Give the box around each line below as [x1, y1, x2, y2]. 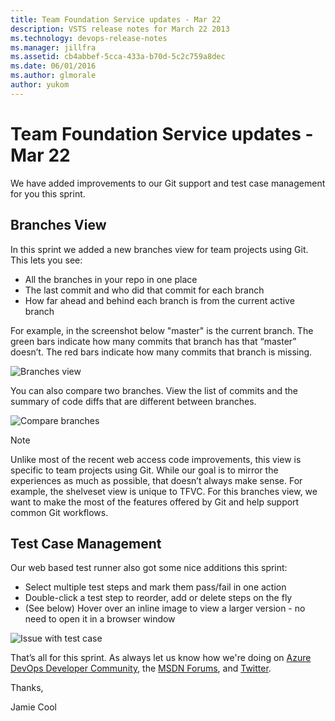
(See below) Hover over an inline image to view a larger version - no [24, 602, 306, 615]
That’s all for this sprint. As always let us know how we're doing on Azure [10, 652, 312, 664]
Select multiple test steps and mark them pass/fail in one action [24, 581, 287, 593]
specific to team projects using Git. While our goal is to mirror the [10, 464, 279, 476]
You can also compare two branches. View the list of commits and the [10, 384, 298, 396]
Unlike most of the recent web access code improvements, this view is [10, 453, 302, 465]
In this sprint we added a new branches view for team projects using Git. [10, 243, 309, 255]
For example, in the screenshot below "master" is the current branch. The [10, 324, 314, 336]
